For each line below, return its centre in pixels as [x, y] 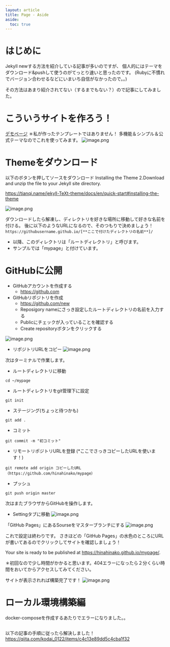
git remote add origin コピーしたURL [43, 468]
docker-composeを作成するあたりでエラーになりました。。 [67, 617]
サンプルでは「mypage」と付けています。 [56, 248]
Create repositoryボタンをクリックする [61, 329]
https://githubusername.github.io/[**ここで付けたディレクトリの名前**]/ [79, 232]
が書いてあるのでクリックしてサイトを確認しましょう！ [63, 542]
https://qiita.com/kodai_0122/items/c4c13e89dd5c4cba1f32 [67, 639]
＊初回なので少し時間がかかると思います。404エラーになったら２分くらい [83, 563]
